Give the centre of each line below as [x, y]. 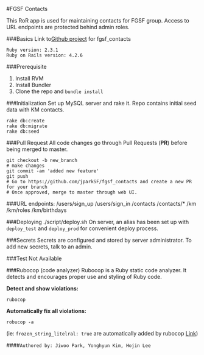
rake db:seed [23, 132]
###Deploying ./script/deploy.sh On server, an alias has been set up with [98, 222]
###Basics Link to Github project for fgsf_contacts [69, 39]
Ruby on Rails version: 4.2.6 [45, 55]
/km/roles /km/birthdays [37, 210]
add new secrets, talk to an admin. [49, 247]
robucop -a [20, 322]
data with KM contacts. [35, 110]
